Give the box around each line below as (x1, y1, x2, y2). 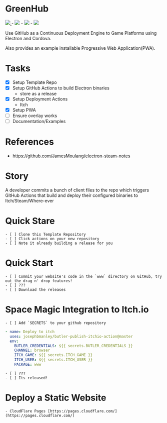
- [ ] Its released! (5, 375, 48, 380)
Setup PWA (12, 107, 36, 113)
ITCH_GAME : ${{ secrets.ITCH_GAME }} (14, 353, 93, 358)
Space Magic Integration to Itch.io (5, 304, 149, 315)
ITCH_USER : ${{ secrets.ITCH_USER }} (14, 357, 93, 362)
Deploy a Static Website (5, 392, 106, 403)
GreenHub (5, 3, 49, 15)
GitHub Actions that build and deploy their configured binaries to (5, 192, 138, 198)
